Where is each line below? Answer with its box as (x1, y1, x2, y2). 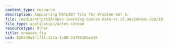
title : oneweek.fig (5, 30, 46, 35)
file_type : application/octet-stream (5, 21, 84, 26)
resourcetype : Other (5, 26, 49, 31)
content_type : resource (5, 7, 55, 12)
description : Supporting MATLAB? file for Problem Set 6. (5, 12, 129, 17)
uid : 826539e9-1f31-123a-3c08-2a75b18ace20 (5, 35, 98, 40)
